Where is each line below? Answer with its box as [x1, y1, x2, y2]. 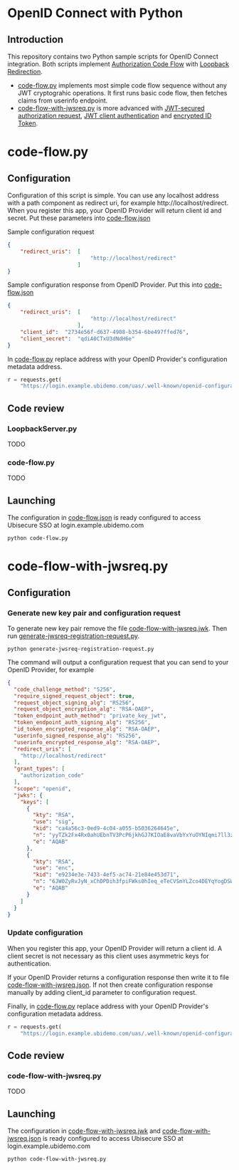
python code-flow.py [7, 535, 69, 542]
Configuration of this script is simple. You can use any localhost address [7, 191, 219, 199]
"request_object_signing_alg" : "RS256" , [14, 699, 135, 706]
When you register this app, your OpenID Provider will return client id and [7, 207, 222, 214]
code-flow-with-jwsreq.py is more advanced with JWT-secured [17, 104, 205, 112]
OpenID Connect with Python [7, 5, 184, 21]
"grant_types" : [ [14, 766, 65, 773]
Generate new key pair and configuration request [7, 607, 181, 617]
